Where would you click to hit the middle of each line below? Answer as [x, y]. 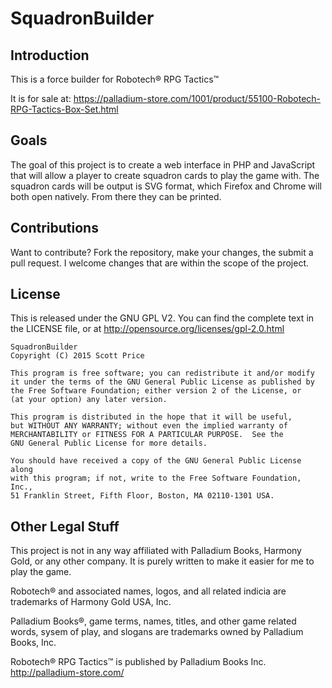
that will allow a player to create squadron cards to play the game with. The [165, 175]
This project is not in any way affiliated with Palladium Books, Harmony [156, 551]
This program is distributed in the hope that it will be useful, [151, 417]
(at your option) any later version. [89, 400]
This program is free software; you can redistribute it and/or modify [162, 373]
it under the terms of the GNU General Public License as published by [162, 382]
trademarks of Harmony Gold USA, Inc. [91, 602]
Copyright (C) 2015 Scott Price [77, 356]
